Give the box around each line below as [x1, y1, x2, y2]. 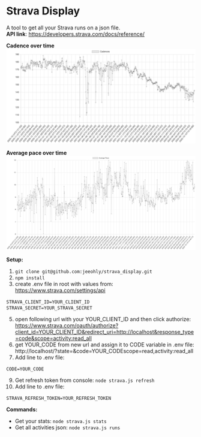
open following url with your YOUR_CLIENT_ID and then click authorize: [14, 316, 191, 323]
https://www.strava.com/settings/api [14, 287, 106, 294]
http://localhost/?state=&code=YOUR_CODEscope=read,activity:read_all [14, 348, 194, 355]
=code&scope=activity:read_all [14, 334, 92, 342]
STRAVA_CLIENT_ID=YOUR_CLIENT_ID [6, 299, 90, 305]
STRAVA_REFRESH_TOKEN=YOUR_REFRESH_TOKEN [6, 396, 112, 402]
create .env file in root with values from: [14, 281, 113, 288]
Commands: [6, 406, 38, 413]
